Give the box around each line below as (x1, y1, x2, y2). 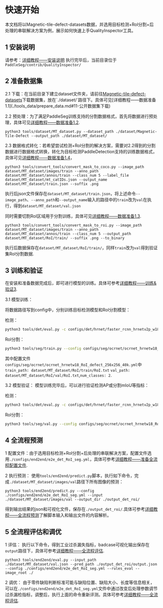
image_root (5, 570, 27, 575)
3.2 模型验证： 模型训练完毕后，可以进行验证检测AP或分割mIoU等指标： (5, 383, 149, 388)
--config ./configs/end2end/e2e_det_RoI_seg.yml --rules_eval (5, 566, 133, 571)
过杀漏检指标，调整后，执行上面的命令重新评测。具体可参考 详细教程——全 (5, 591, 154, 597)
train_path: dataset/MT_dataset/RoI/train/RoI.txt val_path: (5, 368, 130, 373)
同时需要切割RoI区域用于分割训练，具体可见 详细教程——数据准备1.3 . (5, 213, 142, 219)
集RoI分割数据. (5, 251, 34, 257)
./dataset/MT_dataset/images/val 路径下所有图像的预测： (9, 479, 124, 484)
